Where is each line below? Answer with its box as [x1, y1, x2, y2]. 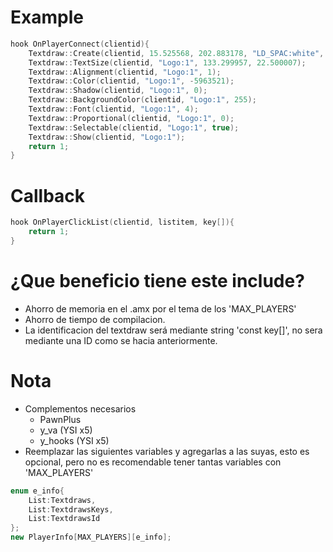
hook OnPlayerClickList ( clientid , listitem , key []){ [10, 217, 235, 228]
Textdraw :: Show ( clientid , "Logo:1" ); [28, 132, 186, 142]
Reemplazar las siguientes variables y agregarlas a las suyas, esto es [24, 445, 310, 457]
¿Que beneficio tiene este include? [10, 270, 305, 293]
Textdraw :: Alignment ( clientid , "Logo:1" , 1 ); [28, 67, 222, 77]
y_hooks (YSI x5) [39, 434, 110, 446]
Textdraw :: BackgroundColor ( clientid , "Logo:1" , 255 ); [28, 95, 257, 105]
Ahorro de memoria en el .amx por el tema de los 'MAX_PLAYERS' [24, 302, 297, 315]
